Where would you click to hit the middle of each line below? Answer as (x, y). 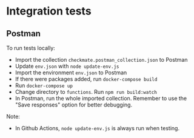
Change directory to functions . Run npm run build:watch (86, 92)
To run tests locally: (31, 48)
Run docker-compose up (44, 85)
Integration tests (49, 11)
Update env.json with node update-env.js (67, 66)
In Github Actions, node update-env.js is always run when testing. (97, 128)
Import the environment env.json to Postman (71, 73)
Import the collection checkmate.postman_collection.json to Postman (101, 60)
